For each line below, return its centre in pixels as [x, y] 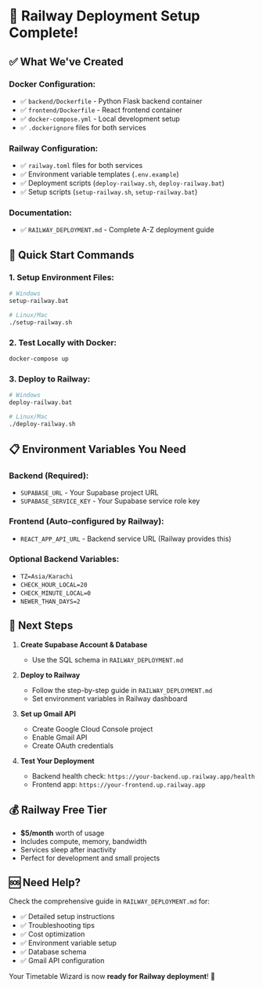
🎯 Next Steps [41, 626]
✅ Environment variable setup [68, 943]
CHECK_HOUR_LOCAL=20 [54, 585]
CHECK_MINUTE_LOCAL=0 [55, 593]
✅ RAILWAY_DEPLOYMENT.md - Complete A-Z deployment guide [117, 230]
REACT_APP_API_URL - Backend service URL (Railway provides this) [126, 538]
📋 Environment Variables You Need [97, 449]
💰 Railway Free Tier [58, 810]
